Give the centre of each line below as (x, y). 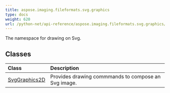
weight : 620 (18, 19)
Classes (18, 54)
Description (65, 68)
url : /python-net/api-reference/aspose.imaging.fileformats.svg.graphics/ (86, 24)
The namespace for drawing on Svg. (43, 38)
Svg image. (63, 83)
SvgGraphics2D (27, 80)
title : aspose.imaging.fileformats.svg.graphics (57, 10)
